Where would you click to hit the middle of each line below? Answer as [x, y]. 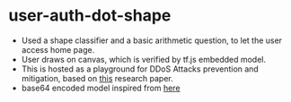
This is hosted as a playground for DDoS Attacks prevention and [140, 69]
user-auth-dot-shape [90, 16]
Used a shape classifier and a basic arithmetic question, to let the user [152, 40]
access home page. [58, 49]
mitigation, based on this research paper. [97, 78]
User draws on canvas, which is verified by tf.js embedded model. [144, 59]
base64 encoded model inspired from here [101, 88]
